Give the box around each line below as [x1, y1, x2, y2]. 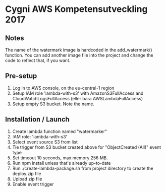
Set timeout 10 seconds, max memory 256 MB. [12, 155, 108, 161]
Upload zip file [12, 176, 42, 182]
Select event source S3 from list [12, 139, 78, 145]
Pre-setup [5, 72, 37, 80]
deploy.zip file [12, 170, 41, 177]
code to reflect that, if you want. [5, 58, 71, 63]
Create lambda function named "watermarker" [12, 128, 108, 134]
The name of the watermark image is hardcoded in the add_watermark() [5, 47, 153, 53]
